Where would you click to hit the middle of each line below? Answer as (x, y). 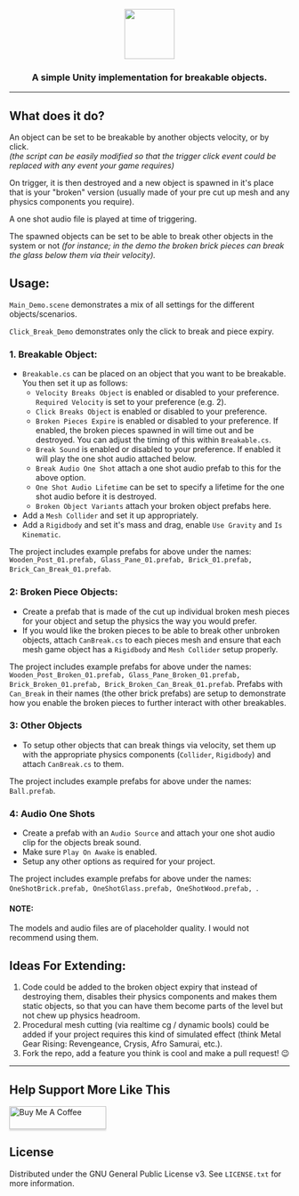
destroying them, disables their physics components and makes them (149, 997)
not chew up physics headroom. (81, 1015)
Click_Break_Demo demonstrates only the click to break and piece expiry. (141, 331)
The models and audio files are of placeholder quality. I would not (129, 928)
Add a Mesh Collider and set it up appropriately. (110, 515)
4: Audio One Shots (52, 813)
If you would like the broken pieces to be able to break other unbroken (151, 630)
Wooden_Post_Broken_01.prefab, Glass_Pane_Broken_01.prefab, (125, 675)
